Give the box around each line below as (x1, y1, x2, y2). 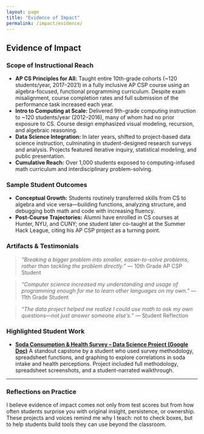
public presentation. (15, 153, 66, 160)
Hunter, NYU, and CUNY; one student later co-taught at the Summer (15, 220, 186, 228)
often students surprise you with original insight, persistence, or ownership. (6, 408, 195, 415)
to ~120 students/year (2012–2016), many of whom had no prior (15, 114, 175, 121)
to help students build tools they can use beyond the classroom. (6, 421, 167, 428)
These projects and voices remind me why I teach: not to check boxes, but (6, 415, 193, 422)
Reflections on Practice (6, 387, 77, 396)
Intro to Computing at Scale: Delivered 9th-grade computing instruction (15, 107, 196, 114)
